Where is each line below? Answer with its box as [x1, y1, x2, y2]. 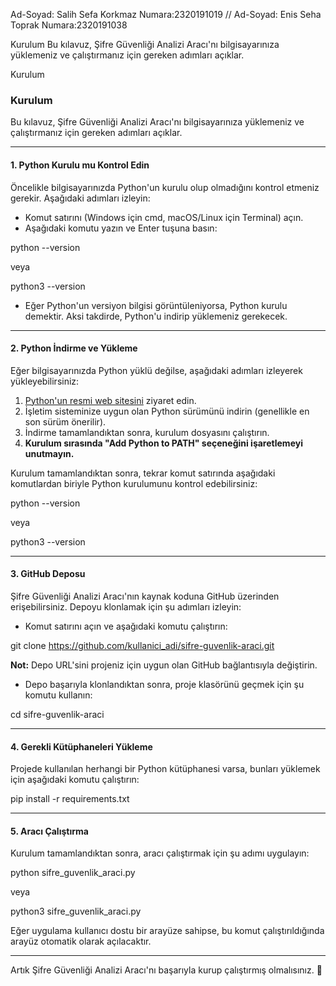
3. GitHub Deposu [10, 568, 86, 580]
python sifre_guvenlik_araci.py [10, 867, 136, 879]
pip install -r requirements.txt [10, 793, 130, 805]
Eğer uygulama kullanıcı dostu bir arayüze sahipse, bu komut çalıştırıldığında [10, 925, 325, 937]
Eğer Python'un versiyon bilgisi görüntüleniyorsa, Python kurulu [24, 299, 288, 311]
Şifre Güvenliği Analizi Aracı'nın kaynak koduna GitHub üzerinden [10, 590, 280, 602]
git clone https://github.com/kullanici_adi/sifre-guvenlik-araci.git [10, 639, 275, 651]
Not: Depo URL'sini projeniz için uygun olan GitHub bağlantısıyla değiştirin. [10, 659, 318, 671]
